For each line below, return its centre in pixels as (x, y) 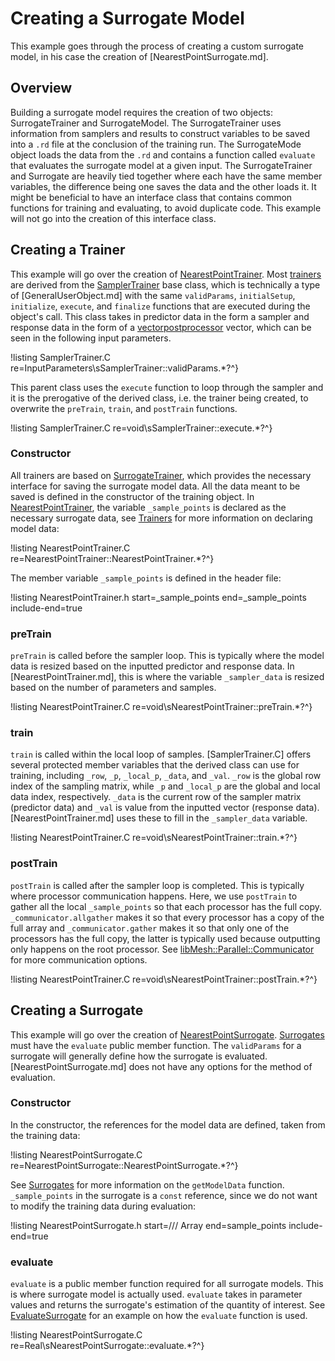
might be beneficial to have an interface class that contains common (151, 197)
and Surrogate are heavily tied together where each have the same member (166, 176)
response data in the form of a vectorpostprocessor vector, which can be (161, 327)
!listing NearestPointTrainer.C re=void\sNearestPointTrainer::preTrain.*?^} (161, 707)
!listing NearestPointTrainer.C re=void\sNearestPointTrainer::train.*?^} (154, 838)
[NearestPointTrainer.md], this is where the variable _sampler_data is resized (167, 677)
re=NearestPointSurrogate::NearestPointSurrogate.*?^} (124, 1165)
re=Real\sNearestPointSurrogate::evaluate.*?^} (107, 1346)
